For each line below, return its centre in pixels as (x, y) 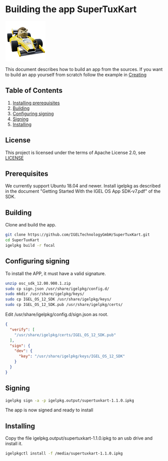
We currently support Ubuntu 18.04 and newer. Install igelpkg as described (83, 186)
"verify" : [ (22, 330)
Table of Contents (34, 90)
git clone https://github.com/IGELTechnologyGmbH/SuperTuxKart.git (78, 235)
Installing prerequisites (36, 103)
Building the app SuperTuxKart (71, 9)
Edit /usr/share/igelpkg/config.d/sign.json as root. (57, 314)
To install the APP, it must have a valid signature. (55, 273)
